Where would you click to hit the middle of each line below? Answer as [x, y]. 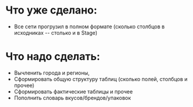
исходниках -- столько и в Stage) [55, 32]
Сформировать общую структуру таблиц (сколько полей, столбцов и [101, 79]
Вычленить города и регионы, [52, 73]
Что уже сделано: [51, 10]
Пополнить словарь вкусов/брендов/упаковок [72, 98]
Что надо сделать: [53, 57]
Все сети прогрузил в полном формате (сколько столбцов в [89, 26]
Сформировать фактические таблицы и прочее [73, 91]
